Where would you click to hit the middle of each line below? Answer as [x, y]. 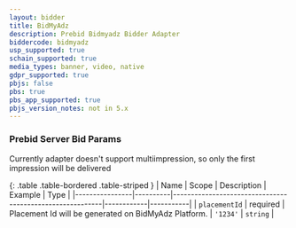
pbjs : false [31, 83]
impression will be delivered [60, 168]
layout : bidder [37, 17]
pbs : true [27, 91]
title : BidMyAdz [39, 26]
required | [267, 204]
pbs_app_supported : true [55, 100]
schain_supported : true [53, 59]
